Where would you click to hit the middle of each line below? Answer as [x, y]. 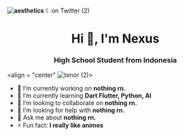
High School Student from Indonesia [115, 60]
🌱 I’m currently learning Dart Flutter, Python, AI [84, 95]
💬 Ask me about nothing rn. [56, 117]
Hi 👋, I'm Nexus [115, 39]
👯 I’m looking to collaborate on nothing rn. [77, 103]
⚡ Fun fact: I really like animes [60, 125]
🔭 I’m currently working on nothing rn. [71, 89]
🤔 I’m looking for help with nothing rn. [71, 111]
